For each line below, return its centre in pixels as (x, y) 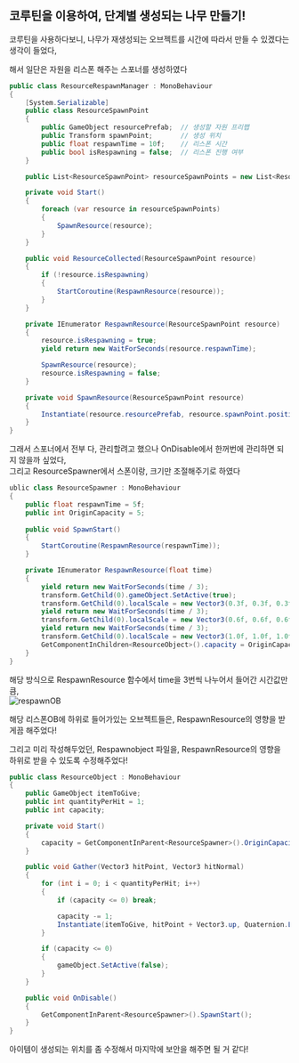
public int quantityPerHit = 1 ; (85, 802)
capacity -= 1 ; (85, 916)
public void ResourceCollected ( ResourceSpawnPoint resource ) (141, 258)
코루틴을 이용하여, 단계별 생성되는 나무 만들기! (128, 16)
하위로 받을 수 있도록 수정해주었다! (69, 760)
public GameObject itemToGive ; (83, 794)
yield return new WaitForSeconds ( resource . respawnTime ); (149, 349)
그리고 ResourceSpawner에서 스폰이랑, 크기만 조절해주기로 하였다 (125, 471)
